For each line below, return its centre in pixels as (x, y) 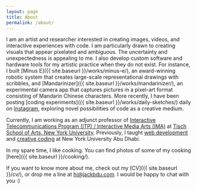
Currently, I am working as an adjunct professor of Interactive (81, 120)
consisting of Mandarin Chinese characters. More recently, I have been (93, 96)
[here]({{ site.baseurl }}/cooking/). (48, 157)
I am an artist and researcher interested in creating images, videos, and (93, 40)
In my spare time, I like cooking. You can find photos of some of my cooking (98, 150)
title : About (22, 17)
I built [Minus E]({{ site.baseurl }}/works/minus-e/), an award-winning (91, 71)
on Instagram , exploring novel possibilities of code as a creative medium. (95, 109)
